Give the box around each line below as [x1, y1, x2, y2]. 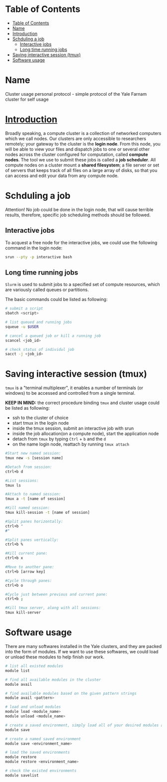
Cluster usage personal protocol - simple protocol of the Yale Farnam [5, 91, 147, 97]
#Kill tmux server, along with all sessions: [5, 606, 101, 611]
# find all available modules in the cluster [5, 677, 101, 682]
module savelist [5, 773, 39, 778]
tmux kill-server [5, 610, 41, 615]
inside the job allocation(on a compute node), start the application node [12, 431, 159, 437]
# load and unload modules [5, 704, 61, 710]
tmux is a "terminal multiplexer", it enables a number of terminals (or [5, 385, 143, 391]
